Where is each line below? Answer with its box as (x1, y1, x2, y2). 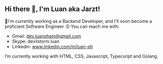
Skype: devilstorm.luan (12, 38, 60, 44)
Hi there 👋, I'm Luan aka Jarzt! (5, 5, 101, 13)
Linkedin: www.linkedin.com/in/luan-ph (12, 43, 93, 50)
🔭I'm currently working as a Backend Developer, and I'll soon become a (5, 18, 152, 24)
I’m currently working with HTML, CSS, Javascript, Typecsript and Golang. (5, 53, 158, 59)
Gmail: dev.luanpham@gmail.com (12, 33, 81, 39)
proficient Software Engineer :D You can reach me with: (5, 23, 120, 29)
